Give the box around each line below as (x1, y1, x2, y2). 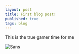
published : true (5, 16, 39, 21)
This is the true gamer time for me (5, 34, 75, 40)
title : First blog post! (5, 12, 56, 17)
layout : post (5, 7, 32, 12)
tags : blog (5, 21, 28, 26)
